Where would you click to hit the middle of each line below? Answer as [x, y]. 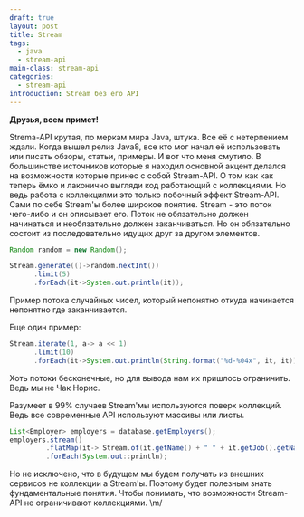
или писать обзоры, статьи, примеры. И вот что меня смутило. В [135, 156]
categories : [32, 77]
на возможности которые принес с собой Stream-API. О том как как [142, 175]
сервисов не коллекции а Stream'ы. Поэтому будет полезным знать [141, 483]
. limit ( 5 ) [52, 274]
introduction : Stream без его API [75, 93]
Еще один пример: [45, 327]
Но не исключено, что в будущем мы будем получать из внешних [137, 474]
